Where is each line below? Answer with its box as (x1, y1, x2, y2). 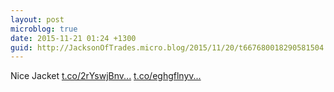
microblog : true (10, 24, 78, 34)
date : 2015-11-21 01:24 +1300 (10, 33, 137, 43)
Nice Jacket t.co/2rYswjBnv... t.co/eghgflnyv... (10, 70, 202, 82)
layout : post (10, 14, 65, 25)
